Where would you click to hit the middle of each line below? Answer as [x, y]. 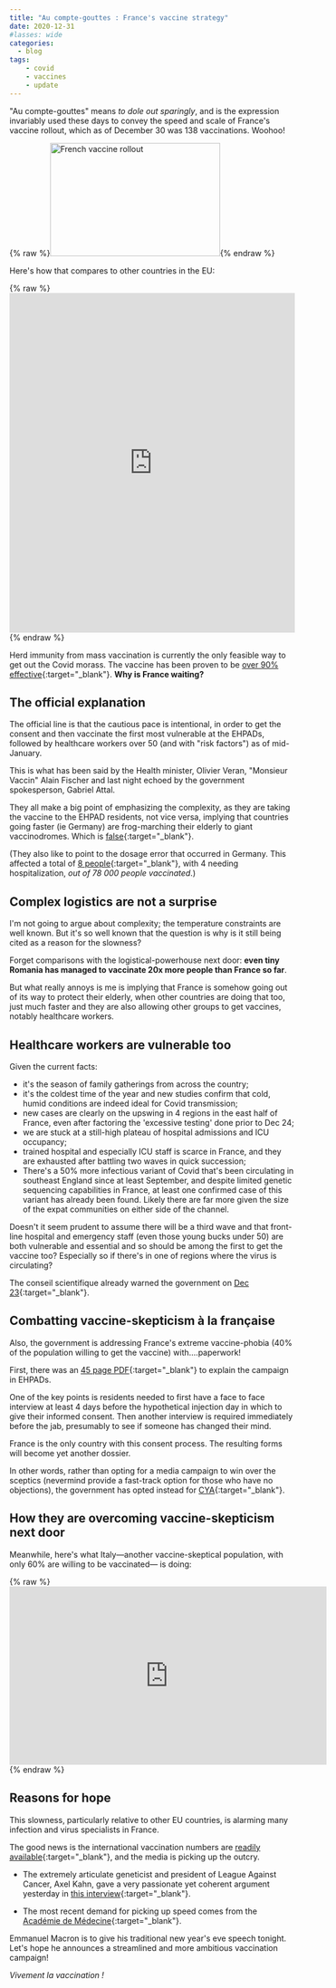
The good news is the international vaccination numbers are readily [135, 1847]
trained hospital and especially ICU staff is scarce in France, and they [152, 1152]
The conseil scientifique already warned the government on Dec [129, 1283]
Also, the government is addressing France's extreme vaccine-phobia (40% [151, 1342]
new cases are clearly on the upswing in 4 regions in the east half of [150, 1113]
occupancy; [45, 1142]
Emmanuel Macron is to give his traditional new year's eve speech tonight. [148, 1938]
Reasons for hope [60, 1798]
